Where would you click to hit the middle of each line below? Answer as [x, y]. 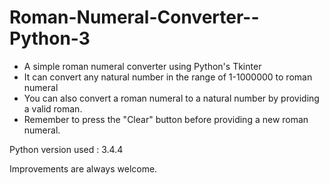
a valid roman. [53, 108]
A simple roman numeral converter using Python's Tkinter [142, 66]
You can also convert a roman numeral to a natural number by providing [171, 98]
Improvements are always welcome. [83, 168]
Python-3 [50, 38]
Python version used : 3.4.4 [66, 149]
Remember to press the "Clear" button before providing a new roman [166, 119]
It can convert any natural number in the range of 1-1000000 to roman [168, 77]
